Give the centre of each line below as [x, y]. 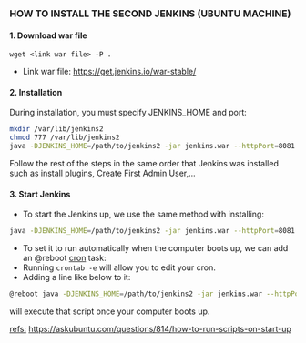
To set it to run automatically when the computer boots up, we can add [155, 248]
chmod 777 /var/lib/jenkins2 [65, 138]
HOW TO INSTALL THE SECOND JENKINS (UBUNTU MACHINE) [150, 14]
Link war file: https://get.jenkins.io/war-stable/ [109, 72]
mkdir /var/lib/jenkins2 [56, 129]
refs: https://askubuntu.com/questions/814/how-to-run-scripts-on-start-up [150, 328]
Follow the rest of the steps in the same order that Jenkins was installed [144, 163]
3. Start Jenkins [40, 194]
